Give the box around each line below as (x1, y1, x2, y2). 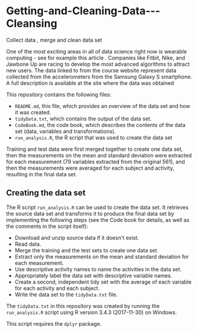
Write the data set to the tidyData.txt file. (14, 291, 118, 298)
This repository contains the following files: (6, 91, 111, 98)
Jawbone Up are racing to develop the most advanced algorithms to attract (6, 61, 190, 68)
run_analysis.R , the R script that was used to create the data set (14, 134, 173, 141)
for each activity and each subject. (14, 284, 100, 291)
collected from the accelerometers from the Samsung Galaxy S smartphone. (6, 73, 193, 80)
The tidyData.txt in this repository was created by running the (6, 302, 160, 309)
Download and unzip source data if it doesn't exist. (14, 234, 139, 241)
